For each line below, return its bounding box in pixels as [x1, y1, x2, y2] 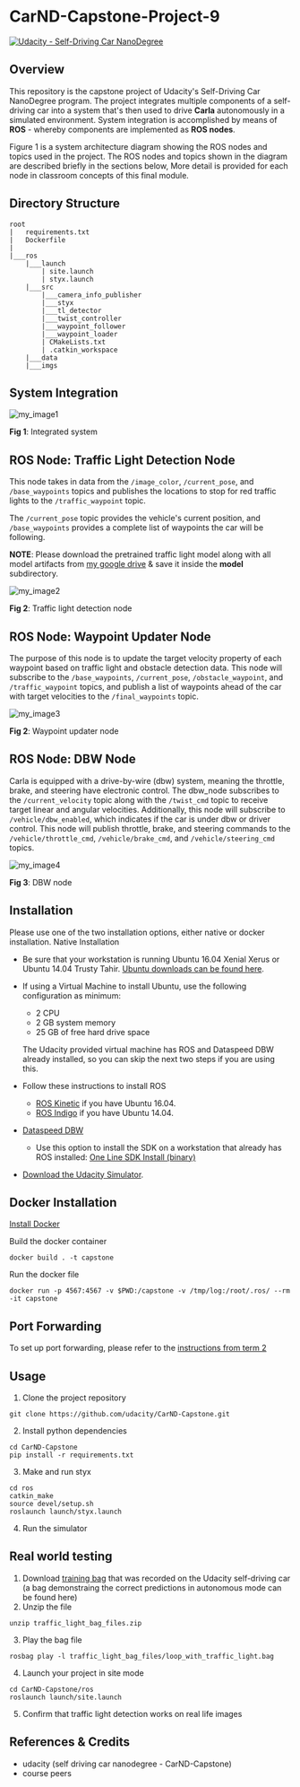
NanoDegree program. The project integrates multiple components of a [9, 95, 272, 106]
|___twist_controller [41, 314, 123, 323]
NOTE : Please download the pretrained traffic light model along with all [9, 549, 271, 560]
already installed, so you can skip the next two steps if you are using [21, 1053, 276, 1064]
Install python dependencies [21, 1425, 127, 1436]
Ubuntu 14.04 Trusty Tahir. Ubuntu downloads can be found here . [21, 963, 264, 974]
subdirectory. [9, 568, 59, 580]
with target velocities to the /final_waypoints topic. [9, 691, 199, 702]
